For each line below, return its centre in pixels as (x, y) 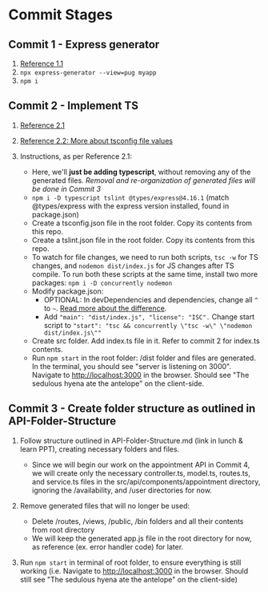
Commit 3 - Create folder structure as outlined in (132, 409)
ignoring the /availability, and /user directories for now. (122, 490)
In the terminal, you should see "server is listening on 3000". (132, 366)
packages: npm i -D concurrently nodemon (102, 282)
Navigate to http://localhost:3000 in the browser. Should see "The (140, 375)
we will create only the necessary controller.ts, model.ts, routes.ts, (141, 473)
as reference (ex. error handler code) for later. (108, 546)
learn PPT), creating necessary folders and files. (100, 449)
